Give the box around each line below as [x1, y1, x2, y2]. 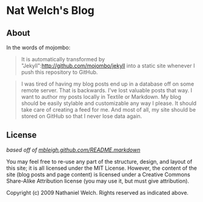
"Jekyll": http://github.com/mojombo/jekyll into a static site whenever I [21, 62, 195, 69]
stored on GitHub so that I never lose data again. [21, 113, 142, 120]
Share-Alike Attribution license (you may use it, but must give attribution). [6, 177, 190, 184]
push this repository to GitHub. [21, 69, 98, 76]
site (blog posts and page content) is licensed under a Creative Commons [6, 170, 191, 178]
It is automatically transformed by [21, 56, 105, 62]
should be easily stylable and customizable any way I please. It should [21, 99, 197, 107]
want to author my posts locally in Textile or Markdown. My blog [21, 93, 182, 100]
